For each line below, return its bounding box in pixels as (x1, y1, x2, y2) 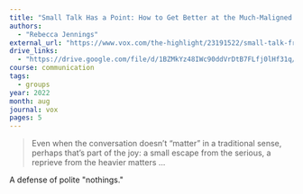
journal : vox (9, 105, 59, 114)
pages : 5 (9, 113, 42, 122)
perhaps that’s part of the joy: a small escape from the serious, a (31, 147, 271, 158)
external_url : (9, 38, 63, 48)
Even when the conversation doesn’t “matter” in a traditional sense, (31, 138, 282, 149)
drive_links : (9, 47, 59, 56)
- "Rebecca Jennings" (17, 30, 99, 39)
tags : (9, 72, 30, 81)
